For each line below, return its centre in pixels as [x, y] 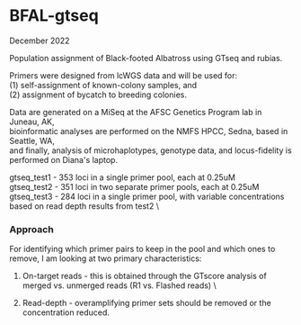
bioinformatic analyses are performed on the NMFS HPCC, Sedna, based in [149, 131]
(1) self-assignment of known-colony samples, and [103, 85]
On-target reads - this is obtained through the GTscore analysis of [144, 276]
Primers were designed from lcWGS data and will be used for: [124, 75]
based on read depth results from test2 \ [84, 206]
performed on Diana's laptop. [64, 159]
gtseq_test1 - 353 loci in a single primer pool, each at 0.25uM [123, 177]
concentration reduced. [66, 312]
